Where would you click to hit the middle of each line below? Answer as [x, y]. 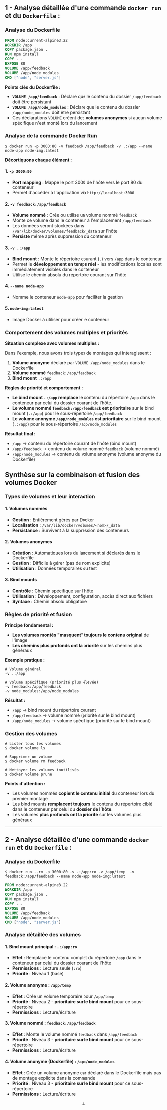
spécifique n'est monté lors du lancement [55, 123]
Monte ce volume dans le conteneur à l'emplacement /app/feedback [82, 220]
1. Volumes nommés [26, 509]
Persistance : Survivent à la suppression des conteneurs [71, 530]
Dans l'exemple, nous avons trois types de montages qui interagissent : [78, 353]
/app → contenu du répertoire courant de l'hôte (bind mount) [74, 443]
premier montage [30, 798]
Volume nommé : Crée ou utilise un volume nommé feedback [75, 215]
